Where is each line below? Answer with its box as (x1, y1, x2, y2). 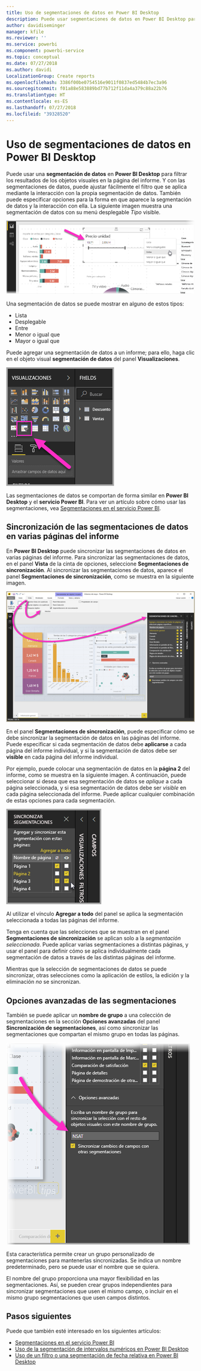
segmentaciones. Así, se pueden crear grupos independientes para (6, 1282, 172, 1289)
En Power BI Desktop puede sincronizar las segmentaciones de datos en (6, 547, 187, 555)
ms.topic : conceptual (6, 54, 60, 60)
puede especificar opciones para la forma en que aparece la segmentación (6, 196, 191, 203)
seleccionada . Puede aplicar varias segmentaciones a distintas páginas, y (6, 941, 188, 948)
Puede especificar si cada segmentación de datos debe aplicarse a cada (6, 741, 187, 748)
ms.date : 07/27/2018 (6, 60, 58, 66)
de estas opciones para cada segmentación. (6, 797, 116, 804)
